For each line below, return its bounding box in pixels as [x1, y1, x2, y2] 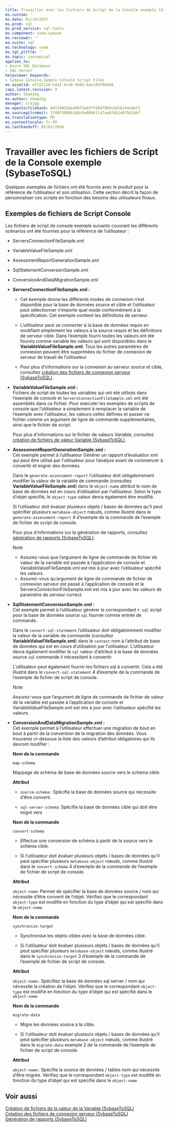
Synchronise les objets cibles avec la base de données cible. [20, 933, 146, 939]
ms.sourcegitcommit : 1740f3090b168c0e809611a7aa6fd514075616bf [5, 110, 141, 116]
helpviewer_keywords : [5, 73, 51, 78]
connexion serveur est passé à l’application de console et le [20, 581, 144, 587]
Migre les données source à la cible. [20, 1021, 96, 1027]
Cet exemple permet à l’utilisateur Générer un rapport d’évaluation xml [12, 452, 158, 458]
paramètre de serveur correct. [20, 592, 83, 598]
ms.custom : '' [5, 12, 35, 17]
